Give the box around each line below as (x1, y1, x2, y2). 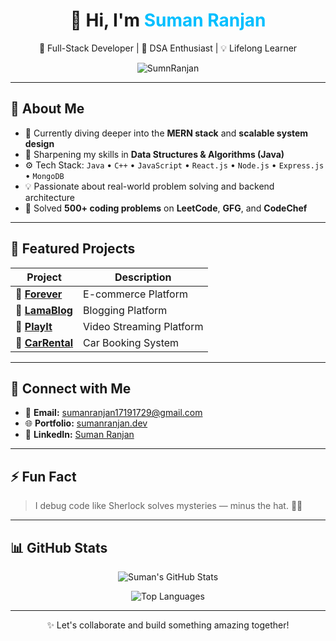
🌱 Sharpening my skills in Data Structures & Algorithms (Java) (24, 148, 285, 160)
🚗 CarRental (15, 335, 74, 349)
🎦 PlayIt (15, 319, 53, 333)
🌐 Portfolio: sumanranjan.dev (24, 417, 148, 429)
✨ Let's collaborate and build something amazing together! (46, 619, 290, 631)
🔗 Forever (15, 287, 63, 301)
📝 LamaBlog (15, 303, 73, 317)
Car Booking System (83, 335, 180, 349)
